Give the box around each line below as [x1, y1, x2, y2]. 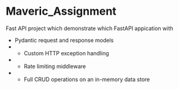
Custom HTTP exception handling [23, 49, 109, 56]
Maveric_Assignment [6, 4, 117, 18]
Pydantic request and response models [14, 36, 114, 44]
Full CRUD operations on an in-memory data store [23, 75, 150, 83]
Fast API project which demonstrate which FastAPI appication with [6, 25, 173, 32]
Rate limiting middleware [23, 63, 86, 70]
